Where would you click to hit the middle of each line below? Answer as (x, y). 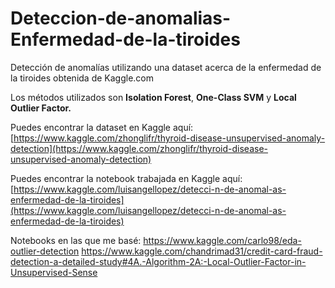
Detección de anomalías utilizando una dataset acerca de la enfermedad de (166, 67)
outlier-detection (45, 251)
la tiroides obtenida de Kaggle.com (82, 78)
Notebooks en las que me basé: (76, 240)
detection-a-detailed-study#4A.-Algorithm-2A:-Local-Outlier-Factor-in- (158, 261)
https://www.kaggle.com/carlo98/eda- (222, 240)
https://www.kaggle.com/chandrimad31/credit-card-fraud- (202, 251)
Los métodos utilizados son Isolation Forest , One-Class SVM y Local (153, 97)
